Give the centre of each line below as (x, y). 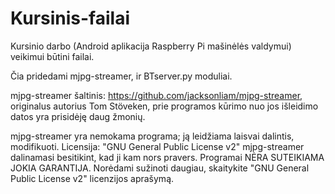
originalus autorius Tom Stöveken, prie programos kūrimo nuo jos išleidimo (164, 106)
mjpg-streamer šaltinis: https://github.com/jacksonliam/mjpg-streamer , (156, 95)
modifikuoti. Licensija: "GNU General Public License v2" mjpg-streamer (157, 146)
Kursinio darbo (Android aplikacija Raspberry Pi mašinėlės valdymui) (151, 46)
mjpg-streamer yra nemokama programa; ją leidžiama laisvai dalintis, (152, 136)
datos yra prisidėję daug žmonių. (78, 116)
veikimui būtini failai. (52, 56)
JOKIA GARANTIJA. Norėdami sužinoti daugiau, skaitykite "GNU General (160, 168)
